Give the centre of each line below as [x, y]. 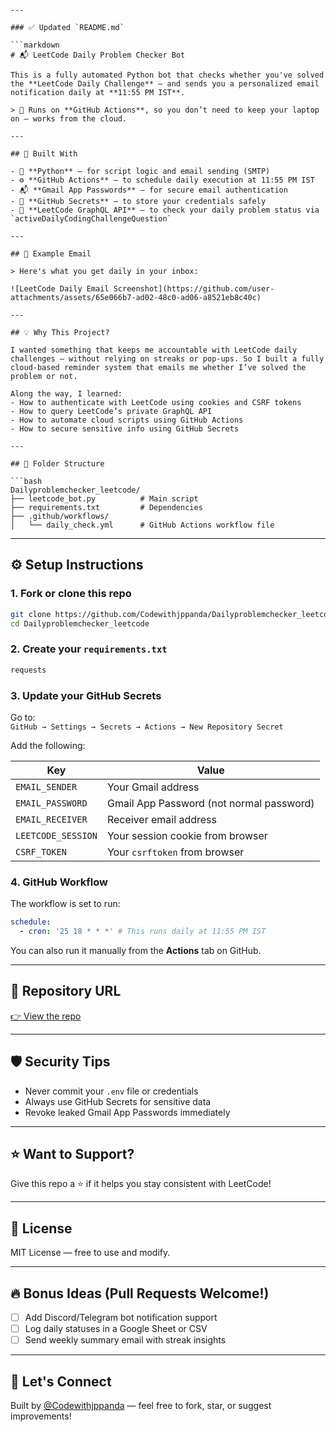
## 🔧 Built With [44, 154]
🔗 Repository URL [66, 991]
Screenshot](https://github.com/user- [194, 289]
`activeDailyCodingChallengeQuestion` [91, 219]
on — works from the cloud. [69, 119]
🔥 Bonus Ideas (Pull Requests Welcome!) [140, 1293]
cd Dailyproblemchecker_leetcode [80, 623]
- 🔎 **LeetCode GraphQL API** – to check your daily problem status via [165, 210]
